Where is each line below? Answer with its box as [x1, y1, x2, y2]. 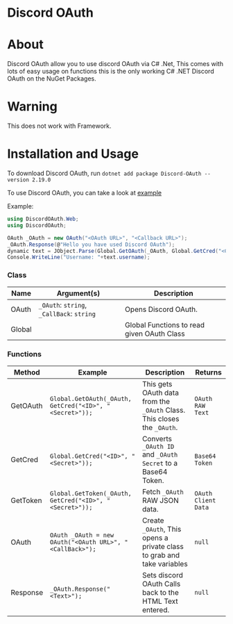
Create [141, 516, 164, 525]
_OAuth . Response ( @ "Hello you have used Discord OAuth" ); [7, 241, 175, 248]
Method [13, 367, 40, 377]
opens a [141, 533, 169, 543]
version [7, 176, 30, 183]
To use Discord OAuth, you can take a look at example [7, 189, 162, 197]
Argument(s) [56, 288, 101, 298]
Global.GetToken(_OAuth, [49, 489, 132, 498]
